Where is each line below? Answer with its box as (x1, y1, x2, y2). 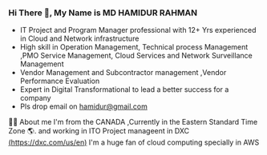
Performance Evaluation (19, 76, 100, 86)
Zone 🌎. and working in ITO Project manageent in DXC (8, 126, 190, 136)
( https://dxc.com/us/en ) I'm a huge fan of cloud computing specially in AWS (8, 137, 260, 147)
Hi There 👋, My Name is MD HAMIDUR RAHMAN (8, 7, 198, 18)
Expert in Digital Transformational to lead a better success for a (19, 85, 229, 94)
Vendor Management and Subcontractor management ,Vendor (19, 68, 227, 77)
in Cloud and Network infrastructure (19, 34, 140, 43)
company (19, 93, 51, 103)
